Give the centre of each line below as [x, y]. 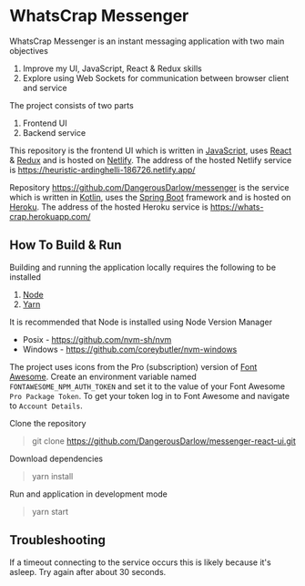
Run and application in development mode [89, 494]
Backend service [54, 132]
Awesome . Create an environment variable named [103, 376]
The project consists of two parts [71, 105]
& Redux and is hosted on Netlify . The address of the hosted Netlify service [151, 159]
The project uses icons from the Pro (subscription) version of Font [133, 366]
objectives [29, 50]
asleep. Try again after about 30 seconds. [88, 571]
